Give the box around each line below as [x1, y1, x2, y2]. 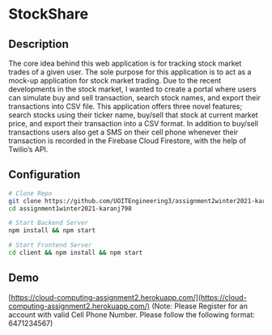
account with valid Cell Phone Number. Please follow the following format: [8, 309, 255, 320]
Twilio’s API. [8, 145, 49, 154]
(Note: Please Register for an [151, 301, 249, 311]
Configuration [8, 167, 81, 182]
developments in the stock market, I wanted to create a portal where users [8, 84, 257, 94]
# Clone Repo [8, 189, 53, 197]
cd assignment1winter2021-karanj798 [8, 204, 132, 213]
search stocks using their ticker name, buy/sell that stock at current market [8, 110, 258, 120]
